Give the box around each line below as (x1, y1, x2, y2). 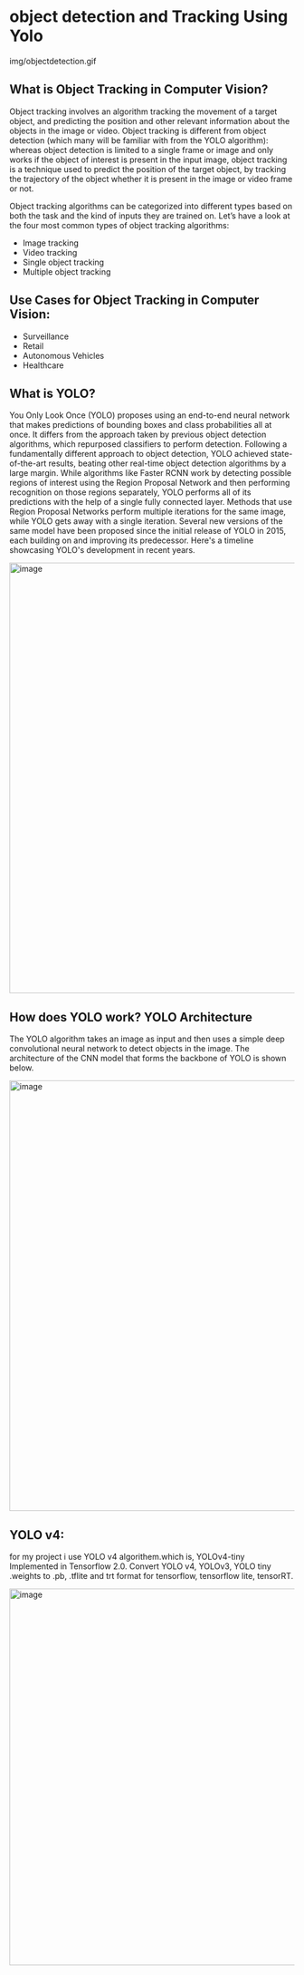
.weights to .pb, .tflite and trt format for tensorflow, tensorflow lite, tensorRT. (9, 1571, 294, 1581)
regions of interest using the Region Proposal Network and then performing (9, 478, 290, 489)
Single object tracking (22, 257, 105, 267)
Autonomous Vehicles (22, 350, 105, 361)
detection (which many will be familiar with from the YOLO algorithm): (9, 134, 269, 146)
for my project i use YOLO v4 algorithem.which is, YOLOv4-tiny (9, 1552, 245, 1562)
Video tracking (22, 247, 78, 257)
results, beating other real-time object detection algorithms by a (48, 458, 287, 469)
